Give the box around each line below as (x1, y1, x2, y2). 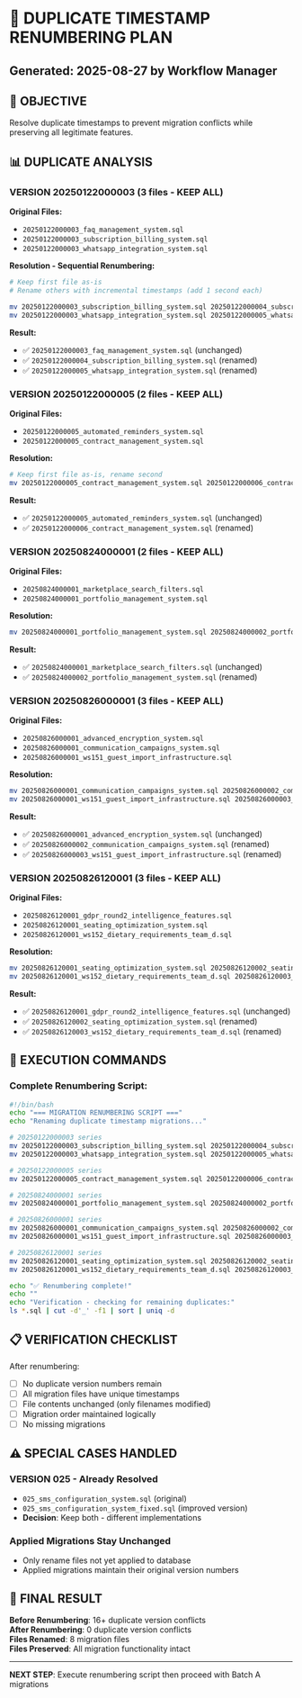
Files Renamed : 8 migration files (9, 1634, 130, 1644)
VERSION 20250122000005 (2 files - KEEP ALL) (9, 387, 224, 400)
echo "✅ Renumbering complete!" (9, 1281, 132, 1290)
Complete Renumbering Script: (9, 1079, 148, 1092)
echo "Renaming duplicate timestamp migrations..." (9, 1116, 207, 1126)
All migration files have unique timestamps (22, 1388, 180, 1399)
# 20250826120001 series (9, 1248, 102, 1257)
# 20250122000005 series (9, 1166, 102, 1175)
